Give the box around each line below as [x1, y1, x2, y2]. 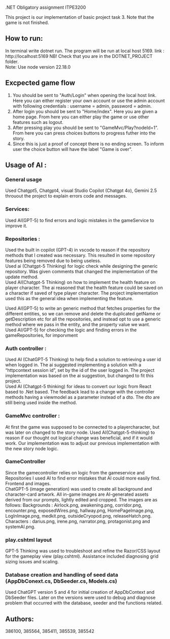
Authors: [5, 615, 34, 623]
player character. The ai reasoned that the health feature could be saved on [5, 284, 163, 291]
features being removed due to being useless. [5, 258, 101, 264]
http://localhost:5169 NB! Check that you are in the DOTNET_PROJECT [5, 53, 153, 59]
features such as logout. [12, 119, 63, 125]
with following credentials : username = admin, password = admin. [12, 103, 152, 109]
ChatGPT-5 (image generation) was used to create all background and [5, 486, 152, 492]
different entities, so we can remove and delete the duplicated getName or [5, 310, 161, 316]
